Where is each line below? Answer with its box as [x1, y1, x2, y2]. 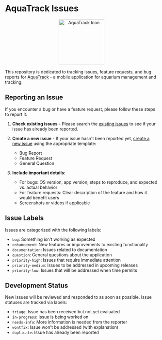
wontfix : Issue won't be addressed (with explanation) [12, 324, 119, 330]
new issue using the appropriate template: [12, 141, 97, 146]
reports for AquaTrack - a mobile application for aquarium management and [5, 74, 157, 80]
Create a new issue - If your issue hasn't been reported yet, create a [12, 135, 150, 141]
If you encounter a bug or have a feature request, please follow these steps [5, 106, 156, 112]
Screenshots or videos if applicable [19, 200, 90, 206]
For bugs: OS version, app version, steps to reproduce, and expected [19, 179, 158, 185]
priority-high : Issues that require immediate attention [12, 257, 121, 263]
